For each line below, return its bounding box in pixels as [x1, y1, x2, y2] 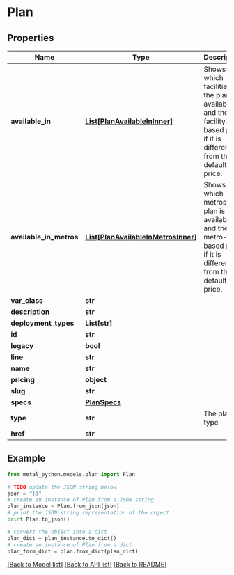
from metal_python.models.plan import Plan [7, 471, 136, 478]
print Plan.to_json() [7, 516, 70, 523]
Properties [7, 32, 54, 44]
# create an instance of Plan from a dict [7, 541, 132, 549]
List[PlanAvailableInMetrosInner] [84, 233, 197, 242]
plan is [203, 206, 225, 216]
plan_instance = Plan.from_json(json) [7, 503, 120, 510]
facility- [203, 116, 231, 126]
